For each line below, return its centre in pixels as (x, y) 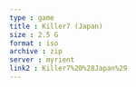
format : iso (34, 43)
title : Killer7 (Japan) (56, 26)
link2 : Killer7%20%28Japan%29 (68, 69)
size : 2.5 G (34, 34)
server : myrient (42, 60)
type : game (32, 18)
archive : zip (36, 52)
